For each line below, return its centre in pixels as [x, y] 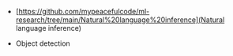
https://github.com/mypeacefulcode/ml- [84, 11]
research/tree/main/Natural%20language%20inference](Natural [120, 20]
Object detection [43, 43]
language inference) [48, 28]
